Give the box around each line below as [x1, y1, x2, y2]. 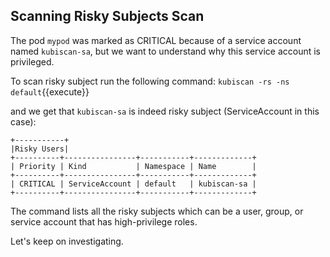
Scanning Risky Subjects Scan [10, 8, 205, 25]
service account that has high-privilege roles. [10, 215, 198, 228]
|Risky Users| [10, 144, 70, 154]
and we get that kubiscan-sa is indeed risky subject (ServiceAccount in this [10, 105, 320, 117]
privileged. [10, 55, 55, 68]
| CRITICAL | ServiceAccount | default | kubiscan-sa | [10, 179, 257, 189]
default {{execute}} [10, 85, 90, 98]
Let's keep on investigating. [10, 235, 124, 247]
